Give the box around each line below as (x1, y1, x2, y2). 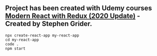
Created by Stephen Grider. (5, 19, 92, 28)
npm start (5, 46, 26, 51)
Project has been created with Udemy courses (5, 4, 152, 12)
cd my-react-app (5, 37, 39, 42)
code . (5, 41, 19, 46)
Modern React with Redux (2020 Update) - (5, 12, 140, 20)
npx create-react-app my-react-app (5, 32, 79, 38)
